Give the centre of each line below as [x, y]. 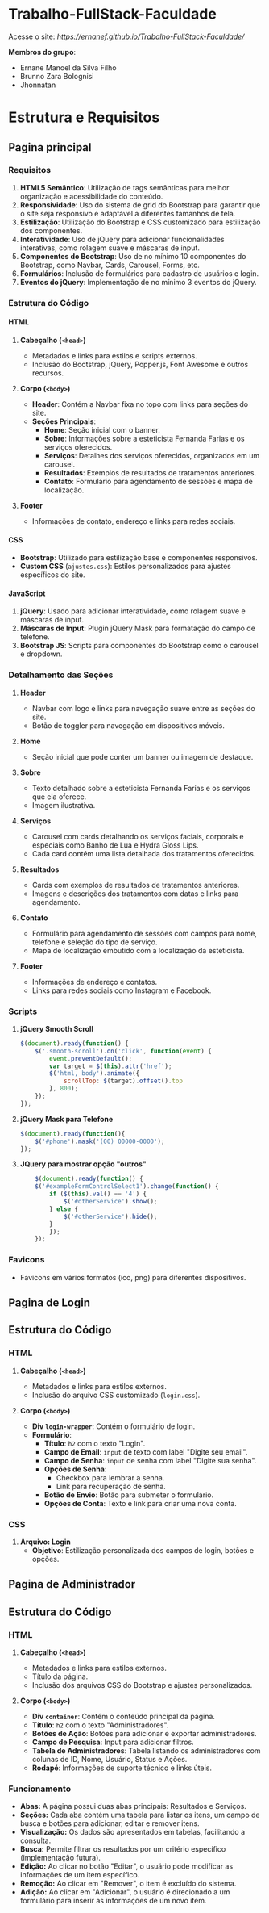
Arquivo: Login [45, 1542]
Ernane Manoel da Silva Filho [68, 67]
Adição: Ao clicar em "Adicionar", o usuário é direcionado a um [125, 1892]
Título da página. [60, 1676]
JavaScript [27, 593]
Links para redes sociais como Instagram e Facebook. [122, 990]
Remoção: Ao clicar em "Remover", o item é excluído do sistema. [128, 1884]
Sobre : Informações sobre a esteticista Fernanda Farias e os [144, 438]
